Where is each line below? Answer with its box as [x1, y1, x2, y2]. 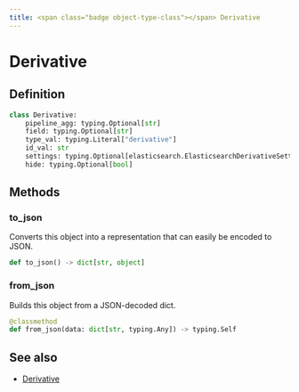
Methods [9, 184, 61, 200]
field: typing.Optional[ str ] [25, 127, 133, 136]
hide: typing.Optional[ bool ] [25, 159, 133, 169]
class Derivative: [9, 110, 77, 119]
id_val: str [25, 143, 69, 152]
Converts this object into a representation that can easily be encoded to [9, 232, 272, 242]
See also [9, 349, 58, 365]
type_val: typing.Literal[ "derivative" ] [25, 135, 177, 144]
